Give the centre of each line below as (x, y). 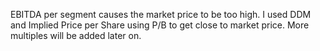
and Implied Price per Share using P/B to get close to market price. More (160, 25)
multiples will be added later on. (76, 35)
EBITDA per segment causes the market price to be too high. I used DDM (161, 14)
